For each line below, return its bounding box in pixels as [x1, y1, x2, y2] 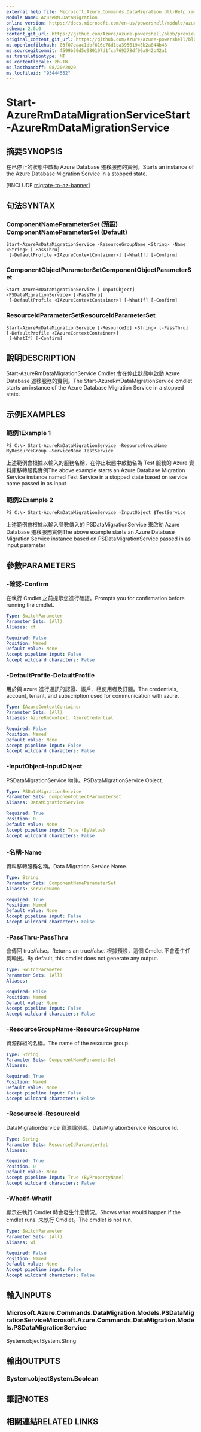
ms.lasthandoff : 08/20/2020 [6, 64, 77, 71]
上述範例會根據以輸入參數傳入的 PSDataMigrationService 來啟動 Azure [6, 521, 180, 528]
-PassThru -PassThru [6, 933, 68, 941]
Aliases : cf [6, 624, 36, 630]
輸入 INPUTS [6, 1290, 52, 1300]
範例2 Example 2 [6, 495, 54, 504]
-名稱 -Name [6, 848, 42, 856]
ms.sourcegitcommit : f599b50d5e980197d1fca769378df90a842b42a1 [6, 48, 167, 54]
